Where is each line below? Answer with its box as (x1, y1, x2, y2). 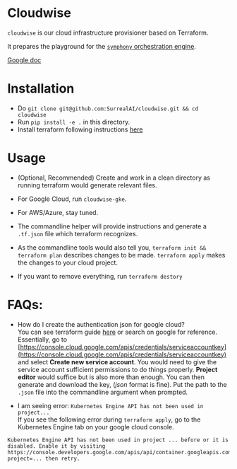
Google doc (7, 55, 42, 64)
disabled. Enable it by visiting (7, 442, 106, 450)
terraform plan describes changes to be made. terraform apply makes (17, 250, 226, 259)
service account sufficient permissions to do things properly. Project (17, 365, 218, 374)
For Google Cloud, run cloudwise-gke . (17, 195, 127, 203)
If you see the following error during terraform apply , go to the (17, 415, 201, 424)
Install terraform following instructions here (17, 125, 143, 134)
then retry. (44, 455, 80, 462)
